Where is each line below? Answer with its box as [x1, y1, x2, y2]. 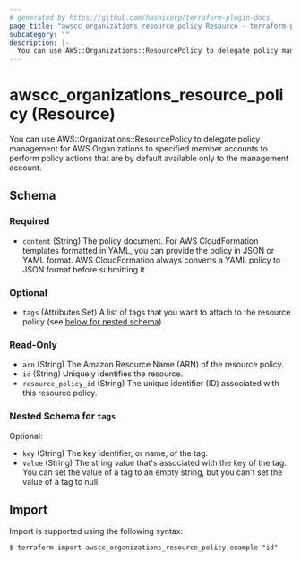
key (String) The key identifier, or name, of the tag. [21, 447, 209, 458]
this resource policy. [21, 387, 98, 399]
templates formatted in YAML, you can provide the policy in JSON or [21, 245, 275, 255]
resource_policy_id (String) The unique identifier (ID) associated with [21, 378, 279, 389]
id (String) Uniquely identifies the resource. [21, 368, 184, 379]
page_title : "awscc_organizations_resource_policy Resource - [9, 22, 246, 30]
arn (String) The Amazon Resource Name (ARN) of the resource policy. [21, 359, 284, 370]
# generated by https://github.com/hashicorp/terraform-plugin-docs [9, 13, 271, 22]
